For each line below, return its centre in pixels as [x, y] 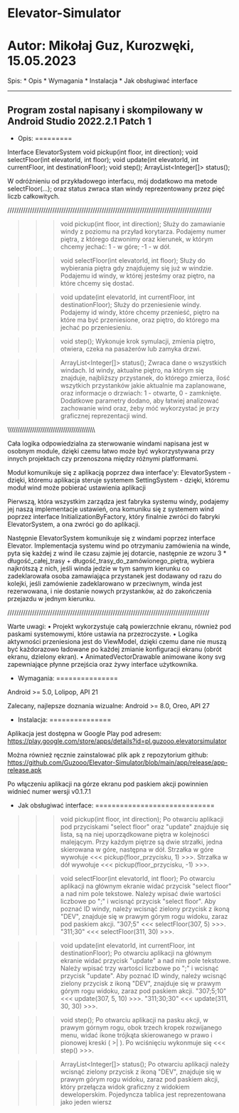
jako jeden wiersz [86, 1102]
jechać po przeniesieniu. [96, 327]
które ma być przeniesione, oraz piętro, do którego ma [140, 320]
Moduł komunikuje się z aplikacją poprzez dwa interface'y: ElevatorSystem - [119, 472]
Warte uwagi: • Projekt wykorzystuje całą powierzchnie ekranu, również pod [119, 626]
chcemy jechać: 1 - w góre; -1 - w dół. [116, 246]
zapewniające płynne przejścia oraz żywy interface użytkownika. [103, 664]
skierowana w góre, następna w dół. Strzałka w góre [137, 849]
